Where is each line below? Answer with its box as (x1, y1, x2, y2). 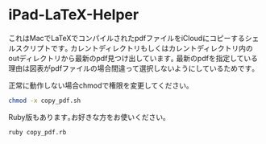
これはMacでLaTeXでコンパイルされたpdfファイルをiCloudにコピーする (8, 33, 246, 43)
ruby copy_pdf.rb (8, 128, 67, 136)
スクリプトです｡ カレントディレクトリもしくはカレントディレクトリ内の (15, 43, 253, 53)
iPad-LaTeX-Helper (8, 6, 139, 24)
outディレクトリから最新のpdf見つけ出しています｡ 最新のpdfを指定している (8, 53, 259, 63)
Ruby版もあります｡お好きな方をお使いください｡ (8, 112, 167, 121)
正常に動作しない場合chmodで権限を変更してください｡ (8, 80, 190, 90)
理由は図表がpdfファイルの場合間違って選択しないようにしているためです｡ (8, 63, 256, 73)
